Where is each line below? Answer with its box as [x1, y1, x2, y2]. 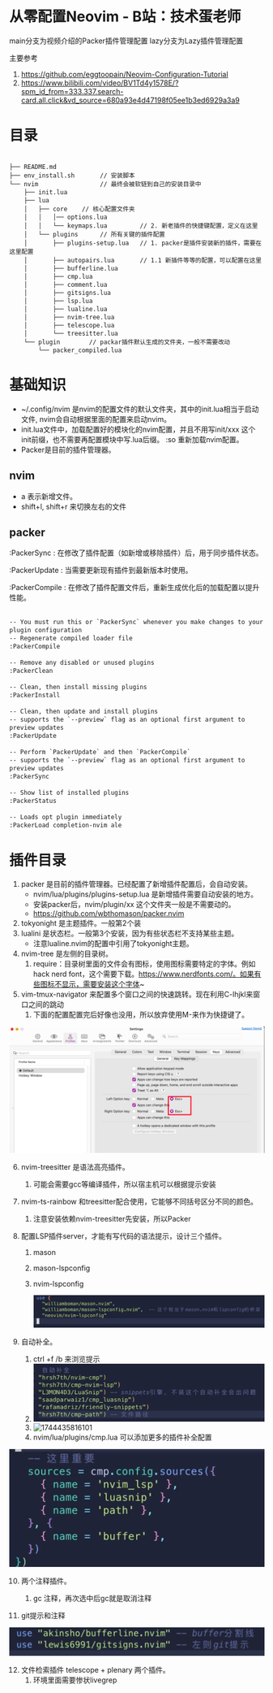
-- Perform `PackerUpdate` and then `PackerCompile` [9, 749, 191, 757]
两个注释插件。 [20, 1576, 71, 1586]
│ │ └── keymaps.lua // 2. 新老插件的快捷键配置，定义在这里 [23, 221, 258, 230]
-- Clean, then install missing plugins [9, 684, 148, 692]
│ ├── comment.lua [23, 280, 108, 289]
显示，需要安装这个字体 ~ [61, 979, 145, 989]
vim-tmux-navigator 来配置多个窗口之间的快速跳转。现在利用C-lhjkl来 [20, 989, 254, 1000]
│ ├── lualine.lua [23, 305, 108, 313]
